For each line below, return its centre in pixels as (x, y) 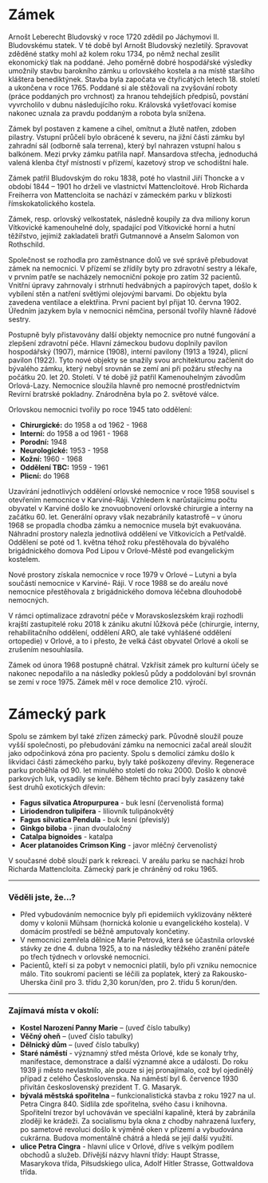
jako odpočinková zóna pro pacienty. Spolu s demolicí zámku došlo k (122, 753)
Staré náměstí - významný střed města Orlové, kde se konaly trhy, (129, 1053)
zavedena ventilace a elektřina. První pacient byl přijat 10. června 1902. (125, 302)
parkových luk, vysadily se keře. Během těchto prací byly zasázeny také (126, 778)
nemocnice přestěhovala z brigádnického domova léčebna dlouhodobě (125, 591)
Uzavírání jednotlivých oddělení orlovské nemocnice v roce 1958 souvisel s (132, 491)
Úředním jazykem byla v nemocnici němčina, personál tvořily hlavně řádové (132, 311)
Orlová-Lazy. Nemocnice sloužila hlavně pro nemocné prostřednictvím (124, 386)
